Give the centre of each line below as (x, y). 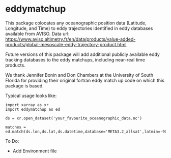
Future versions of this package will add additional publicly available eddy (83, 54)
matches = (16, 127)
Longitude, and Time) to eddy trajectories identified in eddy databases (79, 28)
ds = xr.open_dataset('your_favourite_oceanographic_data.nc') (74, 118)
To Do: (12, 141)
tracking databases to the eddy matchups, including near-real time (75, 59)
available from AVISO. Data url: (37, 34)
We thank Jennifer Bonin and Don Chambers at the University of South (79, 75)
